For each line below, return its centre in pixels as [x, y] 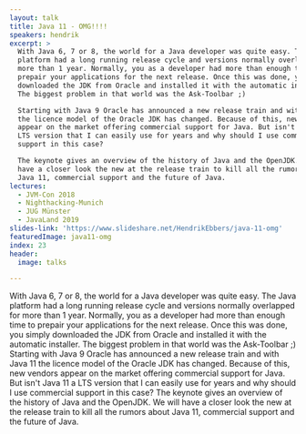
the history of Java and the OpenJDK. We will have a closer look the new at [151, 402]
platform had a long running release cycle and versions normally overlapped [153, 306]
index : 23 [28, 245]
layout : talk [34, 18]
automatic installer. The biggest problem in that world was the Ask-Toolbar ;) [153, 344]
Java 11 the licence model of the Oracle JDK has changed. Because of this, [150, 364]
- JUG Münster [44, 212]
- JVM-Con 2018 [46, 195]
